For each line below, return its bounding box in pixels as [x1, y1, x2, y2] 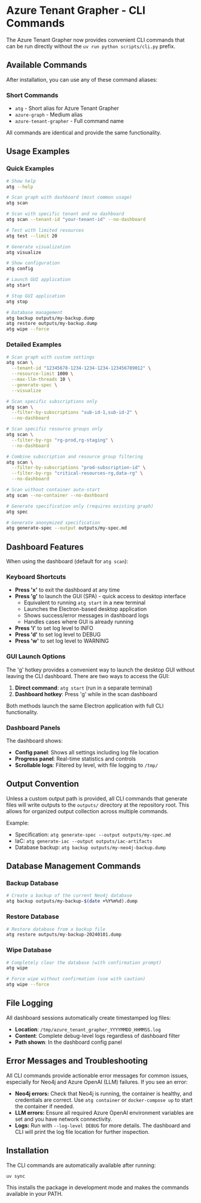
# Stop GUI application [6, 292, 66, 299]
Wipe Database [6, 946, 52, 954]
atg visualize [6, 249, 42, 255]
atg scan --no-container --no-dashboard [6, 492, 109, 498]
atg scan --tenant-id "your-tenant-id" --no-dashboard [6, 217, 146, 223]
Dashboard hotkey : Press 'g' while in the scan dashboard [14, 690, 157, 697]
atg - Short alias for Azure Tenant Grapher [14, 105, 120, 112]
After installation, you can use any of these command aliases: [6, 76, 157, 83]
